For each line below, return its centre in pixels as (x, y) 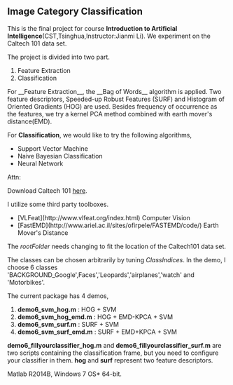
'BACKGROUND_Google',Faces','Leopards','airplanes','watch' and (101, 275)
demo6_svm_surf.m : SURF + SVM (68, 324)
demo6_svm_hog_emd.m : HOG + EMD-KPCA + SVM (95, 317)
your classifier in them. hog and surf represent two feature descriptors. (110, 360)
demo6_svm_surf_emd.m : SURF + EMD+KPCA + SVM (97, 332)
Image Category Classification (75, 12)
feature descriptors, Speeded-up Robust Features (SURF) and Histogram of (116, 99)
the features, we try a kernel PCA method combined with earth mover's (110, 114)
